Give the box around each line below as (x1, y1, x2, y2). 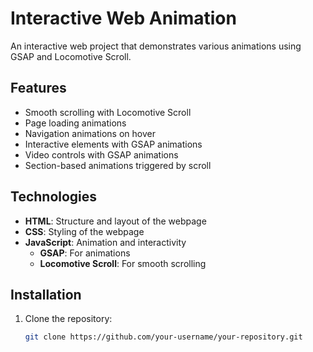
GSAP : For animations (39, 247, 131, 259)
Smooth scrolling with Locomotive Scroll (24, 106, 192, 118)
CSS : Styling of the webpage (24, 225, 145, 237)
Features (10, 80, 67, 97)
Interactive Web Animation (10, 7, 237, 30)
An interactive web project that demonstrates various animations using (10, 40, 302, 52)
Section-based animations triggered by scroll (24, 159, 212, 171)
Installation (10, 286, 82, 303)
